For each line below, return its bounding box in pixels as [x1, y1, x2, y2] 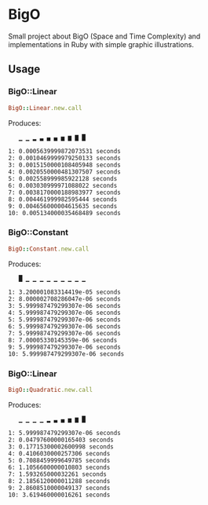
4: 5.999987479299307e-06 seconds [8, 309, 122, 317]
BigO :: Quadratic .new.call [8, 386, 93, 393]
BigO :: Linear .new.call [8, 104, 82, 112]
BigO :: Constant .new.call [8, 245, 89, 253]
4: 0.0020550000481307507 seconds [8, 167, 122, 176]
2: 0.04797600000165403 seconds [8, 436, 114, 444]
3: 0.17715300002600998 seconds [8, 442, 114, 451]
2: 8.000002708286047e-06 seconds [8, 295, 122, 303]
